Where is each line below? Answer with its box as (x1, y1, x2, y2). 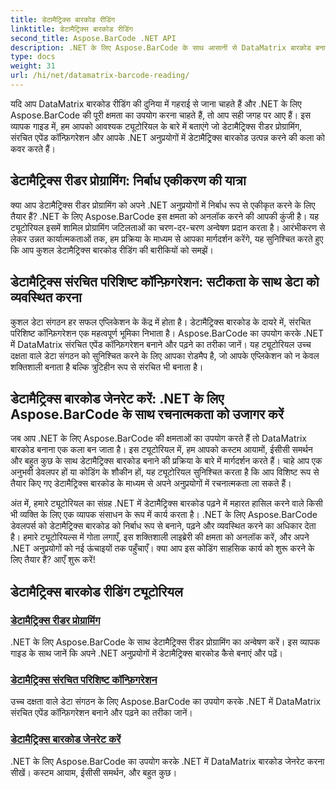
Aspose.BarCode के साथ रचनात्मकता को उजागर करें (10, 406, 284, 423)
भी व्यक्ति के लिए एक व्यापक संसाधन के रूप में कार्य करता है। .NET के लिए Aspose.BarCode (10, 509, 318, 521)
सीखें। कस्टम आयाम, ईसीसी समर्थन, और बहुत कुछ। (10, 766, 178, 778)
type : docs (10, 52, 56, 62)
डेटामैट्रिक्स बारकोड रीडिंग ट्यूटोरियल (10, 583, 183, 600)
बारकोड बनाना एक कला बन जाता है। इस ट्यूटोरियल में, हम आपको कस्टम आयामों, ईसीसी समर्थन (10, 444, 313, 456)
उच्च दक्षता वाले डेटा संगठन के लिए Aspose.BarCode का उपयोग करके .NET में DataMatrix (10, 696, 322, 708)
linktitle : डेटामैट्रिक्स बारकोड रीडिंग (10, 24, 133, 34)
